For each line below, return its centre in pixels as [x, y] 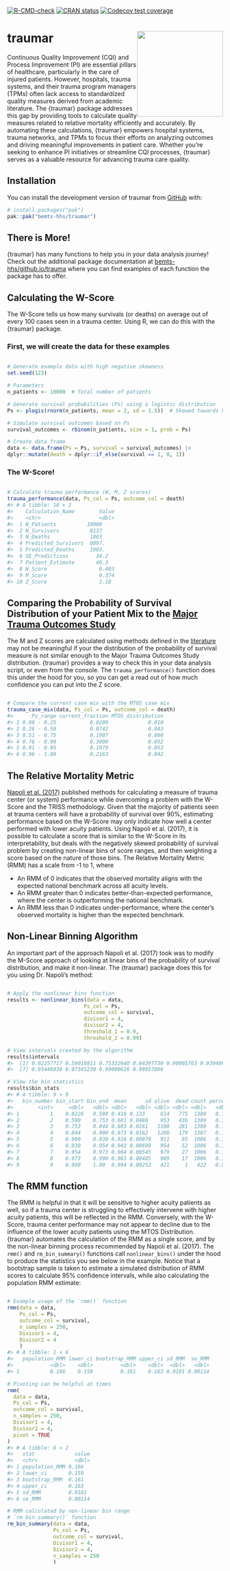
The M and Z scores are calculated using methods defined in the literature [112, 641]
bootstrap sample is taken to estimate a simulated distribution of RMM [106, 1268]
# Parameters [26, 386]
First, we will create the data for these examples [88, 346]
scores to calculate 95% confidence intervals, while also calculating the [108, 1275]
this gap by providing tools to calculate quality [72, 115]
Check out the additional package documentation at [80, 261]
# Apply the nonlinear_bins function [61, 993]
